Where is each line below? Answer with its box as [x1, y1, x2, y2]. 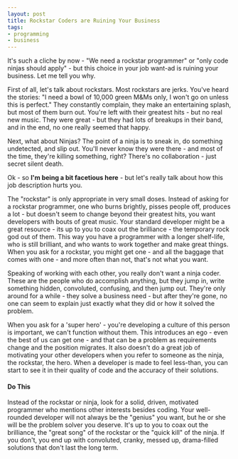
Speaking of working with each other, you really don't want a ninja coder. [7, 269, 222, 278]
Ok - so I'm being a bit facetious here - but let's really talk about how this [7, 174, 224, 182]
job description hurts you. [7, 181, 83, 189]
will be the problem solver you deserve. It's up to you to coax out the [7, 421, 209, 429]
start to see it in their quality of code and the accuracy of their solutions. [7, 366, 219, 374]
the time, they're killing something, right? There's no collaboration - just [7, 152, 217, 161]
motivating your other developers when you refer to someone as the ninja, [7, 351, 225, 359]
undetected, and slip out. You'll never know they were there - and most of [7, 144, 223, 153]
